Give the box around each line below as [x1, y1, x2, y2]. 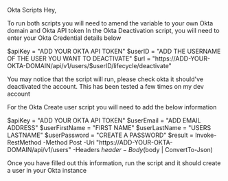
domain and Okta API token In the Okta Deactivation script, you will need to [7, 27, 220, 34]
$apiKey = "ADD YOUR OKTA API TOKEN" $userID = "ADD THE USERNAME [7, 47, 221, 55]
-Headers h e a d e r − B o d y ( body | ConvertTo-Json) [72, 146, 213, 153]
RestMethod [7, 138, 42, 147]
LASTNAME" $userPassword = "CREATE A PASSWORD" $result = [7, 131, 194, 139]
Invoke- [194, 131, 217, 139]
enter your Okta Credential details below [7, 34, 122, 42]
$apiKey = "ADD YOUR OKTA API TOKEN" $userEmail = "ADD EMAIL [7, 116, 201, 125]
